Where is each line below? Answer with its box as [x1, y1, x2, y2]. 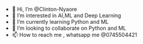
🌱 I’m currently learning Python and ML [11, 18, 109, 25]
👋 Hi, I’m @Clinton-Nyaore [11, 6, 78, 12]
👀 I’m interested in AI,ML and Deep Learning [11, 12, 121, 19]
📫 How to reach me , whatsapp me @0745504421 [11, 32, 138, 38]
